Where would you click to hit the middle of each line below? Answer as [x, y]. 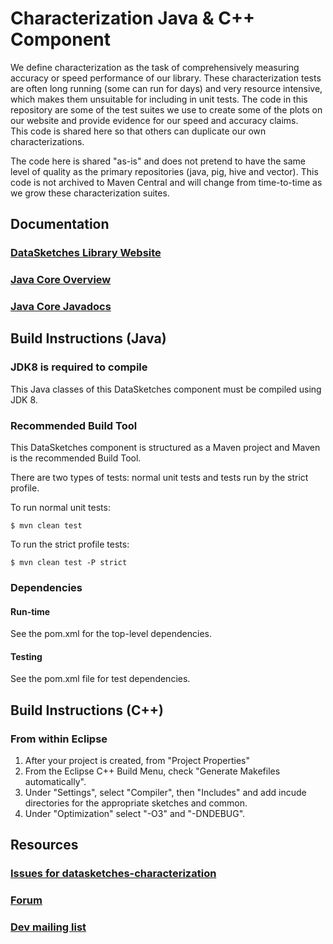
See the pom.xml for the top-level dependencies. [111, 634]
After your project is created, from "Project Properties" [137, 761]
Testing [26, 656]
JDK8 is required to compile [79, 367]
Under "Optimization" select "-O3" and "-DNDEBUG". [135, 814]
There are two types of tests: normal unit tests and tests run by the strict [159, 478]
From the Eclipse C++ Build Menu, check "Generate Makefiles [152, 771]
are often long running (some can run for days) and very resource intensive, [166, 88]
